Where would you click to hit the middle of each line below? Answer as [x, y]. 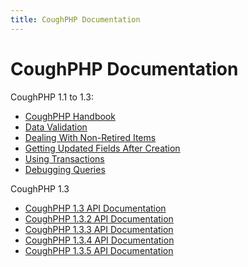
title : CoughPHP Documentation [75, 19]
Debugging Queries [65, 169]
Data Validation [56, 127]
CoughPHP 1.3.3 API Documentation [99, 229]
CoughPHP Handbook [70, 116]
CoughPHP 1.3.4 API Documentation [99, 240]
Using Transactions [64, 158]
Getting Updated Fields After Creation [102, 148]
